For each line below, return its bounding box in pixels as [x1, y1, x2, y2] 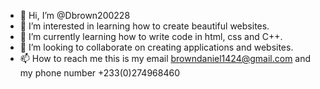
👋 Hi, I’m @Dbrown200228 [19, 10, 131, 21]
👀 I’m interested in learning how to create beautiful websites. [19, 20, 270, 32]
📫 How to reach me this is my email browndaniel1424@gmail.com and [19, 53, 312, 64]
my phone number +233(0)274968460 [19, 67, 180, 79]
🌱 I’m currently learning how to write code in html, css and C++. [19, 31, 283, 42]
